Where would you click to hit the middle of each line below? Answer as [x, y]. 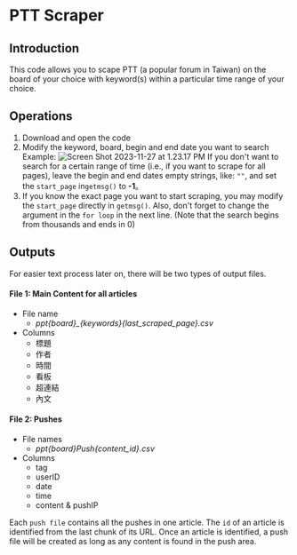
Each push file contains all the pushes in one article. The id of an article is [147, 523]
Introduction [44, 48]
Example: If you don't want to [150, 156]
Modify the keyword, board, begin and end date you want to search [145, 147]
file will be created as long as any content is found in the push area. [133, 542]
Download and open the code [76, 138]
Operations [41, 116]
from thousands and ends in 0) [79, 224]
